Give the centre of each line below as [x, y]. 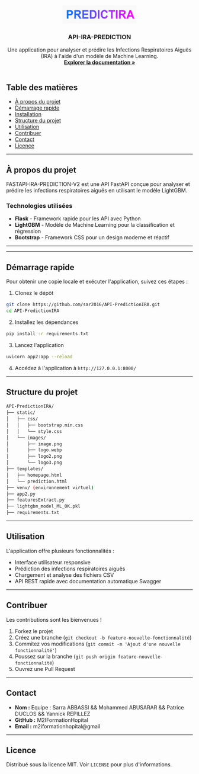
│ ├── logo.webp [34, 450]
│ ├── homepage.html [34, 475]
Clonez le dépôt [34, 293]
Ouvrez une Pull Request [45, 669]
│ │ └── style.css [34, 431]
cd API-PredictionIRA [33, 311]
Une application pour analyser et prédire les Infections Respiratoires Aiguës [99, 50]
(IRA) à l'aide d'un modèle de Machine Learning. [99, 56]
